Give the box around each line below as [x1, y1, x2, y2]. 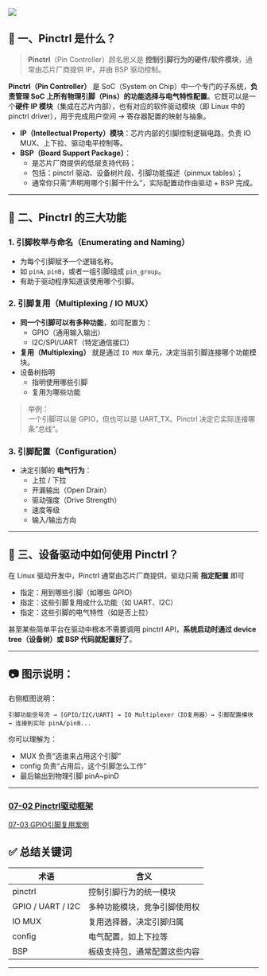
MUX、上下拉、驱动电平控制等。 [19, 138, 127, 147]
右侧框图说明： [8, 693, 57, 703]
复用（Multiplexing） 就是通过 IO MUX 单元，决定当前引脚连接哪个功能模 [19, 347, 257, 357]
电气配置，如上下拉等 [88, 931, 168, 942]
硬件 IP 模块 [15, 101, 53, 111]
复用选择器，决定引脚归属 [88, 916, 184, 927]
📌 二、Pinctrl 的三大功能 [8, 211, 127, 224]
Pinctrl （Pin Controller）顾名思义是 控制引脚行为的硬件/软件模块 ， [27, 54, 246, 64]
